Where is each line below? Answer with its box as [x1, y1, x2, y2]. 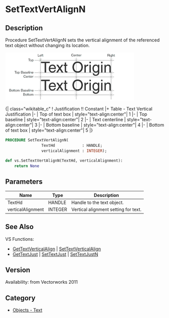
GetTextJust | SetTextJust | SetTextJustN [12, 251, 98, 257]
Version [5, 266, 30, 274]
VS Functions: [5, 236, 34, 242]
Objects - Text [12, 307, 43, 313]
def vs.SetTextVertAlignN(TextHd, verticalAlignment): [5, 158, 123, 163]
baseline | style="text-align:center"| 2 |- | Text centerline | [5, 117, 126, 122]
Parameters [5, 177, 43, 186]
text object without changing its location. [5, 42, 90, 48]
